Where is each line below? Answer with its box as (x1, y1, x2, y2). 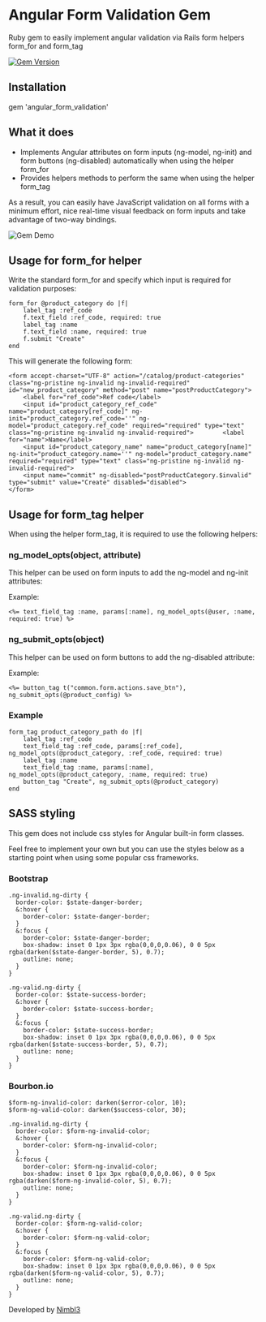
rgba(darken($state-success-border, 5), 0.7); (8, 1040, 169, 1049)
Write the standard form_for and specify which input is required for (8, 275, 232, 285)
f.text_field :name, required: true (23, 328, 148, 336)
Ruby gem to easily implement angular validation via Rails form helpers (8, 32, 245, 42)
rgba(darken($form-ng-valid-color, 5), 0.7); (8, 1269, 165, 1277)
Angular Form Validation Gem (8, 6, 211, 24)
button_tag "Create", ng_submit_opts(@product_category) (23, 777, 220, 786)
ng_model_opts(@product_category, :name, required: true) (8, 771, 208, 779)
